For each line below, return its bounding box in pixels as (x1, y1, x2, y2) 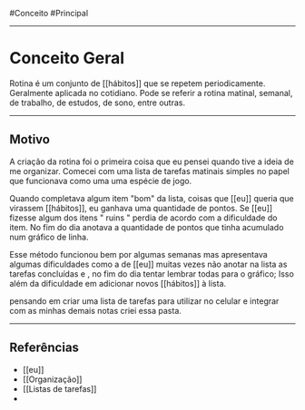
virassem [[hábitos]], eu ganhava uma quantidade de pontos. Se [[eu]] (9, 202, 273, 213)
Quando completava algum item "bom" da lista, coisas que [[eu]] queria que (9, 192, 295, 203)
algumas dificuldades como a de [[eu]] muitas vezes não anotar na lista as (9, 259, 288, 269)
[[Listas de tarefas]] (22, 383, 97, 394)
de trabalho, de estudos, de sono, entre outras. (9, 97, 186, 108)
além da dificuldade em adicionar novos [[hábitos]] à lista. (9, 278, 227, 288)
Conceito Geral (9, 48, 125, 69)
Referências (9, 340, 80, 356)
